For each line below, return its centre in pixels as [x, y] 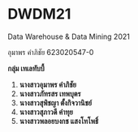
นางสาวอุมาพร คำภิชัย [47, 84]
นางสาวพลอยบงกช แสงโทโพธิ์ [59, 121]
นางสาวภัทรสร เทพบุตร [50, 93]
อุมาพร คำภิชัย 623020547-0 [51, 52]
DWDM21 [39, 14]
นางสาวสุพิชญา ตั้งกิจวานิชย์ [56, 103]
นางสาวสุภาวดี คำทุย [46, 112]
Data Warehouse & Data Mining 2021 [69, 36]
